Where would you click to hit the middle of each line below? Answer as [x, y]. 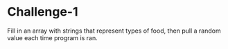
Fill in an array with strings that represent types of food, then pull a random [114, 31]
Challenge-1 [43, 12]
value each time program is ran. [53, 37]
